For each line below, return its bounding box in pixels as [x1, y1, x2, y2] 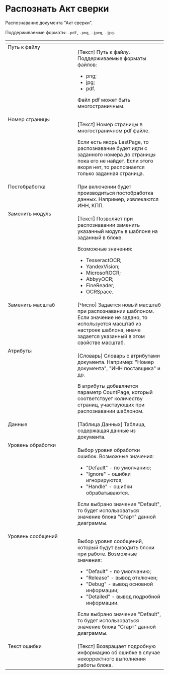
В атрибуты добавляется [77, 382, 138, 389]
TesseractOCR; [86, 257, 122, 264]
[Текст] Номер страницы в [77, 121, 143, 128]
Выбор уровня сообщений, [77, 538, 143, 545]
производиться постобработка [77, 189, 153, 196]
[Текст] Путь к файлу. [77, 48, 130, 55]
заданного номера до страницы [77, 151, 156, 158]
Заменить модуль [8, 210, 52, 217]
